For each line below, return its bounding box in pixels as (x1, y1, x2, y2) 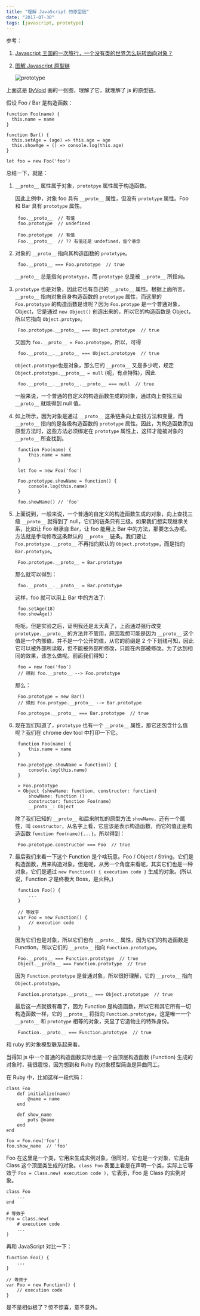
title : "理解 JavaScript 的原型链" (6, 8, 90, 15)
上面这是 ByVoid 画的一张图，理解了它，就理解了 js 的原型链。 (6, 87, 159, 94)
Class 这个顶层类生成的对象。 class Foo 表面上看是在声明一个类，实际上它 (6, 1162, 188, 1169)
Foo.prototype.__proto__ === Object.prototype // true (17, 327, 160, 333)
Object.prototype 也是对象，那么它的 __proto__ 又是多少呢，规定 (14, 362, 174, 369)
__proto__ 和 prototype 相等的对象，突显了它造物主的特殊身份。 (14, 1018, 173, 1025)
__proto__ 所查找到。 (14, 435, 67, 442)
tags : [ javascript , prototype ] (6, 20, 84, 26)
